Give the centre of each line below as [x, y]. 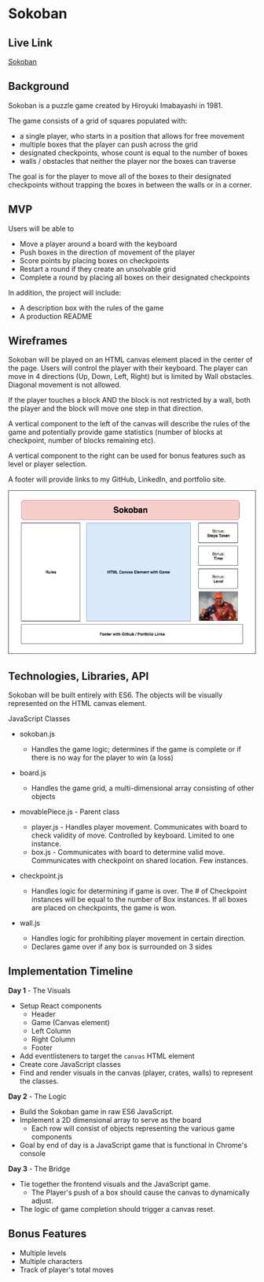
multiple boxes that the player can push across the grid [108, 144]
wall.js [30, 923]
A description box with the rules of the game [92, 307]
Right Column [53, 1039]
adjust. [42, 1200]
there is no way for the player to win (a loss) [103, 758]
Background [38, 86]
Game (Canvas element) [70, 1022]
